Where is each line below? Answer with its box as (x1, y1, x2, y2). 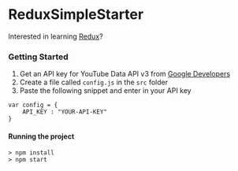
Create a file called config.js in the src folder (19, 77, 168, 87)
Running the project (8, 132, 75, 141)
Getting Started (8, 51, 69, 62)
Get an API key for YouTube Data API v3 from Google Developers (19, 69, 231, 79)
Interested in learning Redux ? (8, 32, 104, 41)
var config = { (8, 101, 58, 110)
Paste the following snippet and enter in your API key (19, 86, 192, 95)
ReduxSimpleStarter (8, 6, 144, 24)
